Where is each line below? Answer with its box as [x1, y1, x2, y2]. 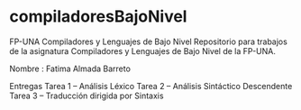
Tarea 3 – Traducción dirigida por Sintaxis [9, 90, 164, 101]
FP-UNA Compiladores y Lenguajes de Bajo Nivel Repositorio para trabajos [9, 36, 288, 47]
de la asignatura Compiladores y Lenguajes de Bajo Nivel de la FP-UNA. [9, 45, 277, 56]
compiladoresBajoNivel [9, 6, 187, 27]
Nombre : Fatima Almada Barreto [9, 63, 131, 74]
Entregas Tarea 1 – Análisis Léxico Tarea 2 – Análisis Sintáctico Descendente [9, 80, 293, 91]
